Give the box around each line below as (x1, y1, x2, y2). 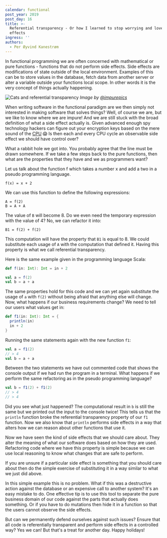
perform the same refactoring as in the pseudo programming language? (5, 375, 152, 382)
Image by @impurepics (80, 94, 128, 100)
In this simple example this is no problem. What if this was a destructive (5, 480, 152, 486)
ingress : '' (5, 35, 30, 40)
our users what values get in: (5, 304, 65, 310)
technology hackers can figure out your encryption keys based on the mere (5, 125, 160, 131)
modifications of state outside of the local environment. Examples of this (5, 68, 154, 75)
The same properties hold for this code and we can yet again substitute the (5, 288, 159, 294)
